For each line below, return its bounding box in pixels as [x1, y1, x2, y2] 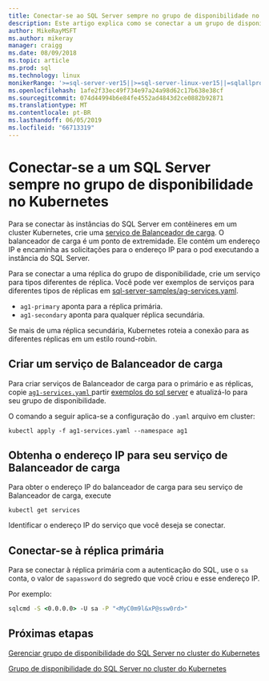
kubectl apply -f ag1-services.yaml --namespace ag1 [8, 426, 188, 434]
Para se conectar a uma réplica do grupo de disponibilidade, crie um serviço [8, 268, 261, 278]
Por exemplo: [8, 589, 52, 599]
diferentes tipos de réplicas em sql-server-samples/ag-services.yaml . [8, 286, 239, 296]
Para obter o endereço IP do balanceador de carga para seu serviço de [8, 483, 243, 492]
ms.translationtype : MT [8, 101, 88, 109]
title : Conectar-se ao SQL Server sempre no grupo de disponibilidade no [8, 11, 260, 20]
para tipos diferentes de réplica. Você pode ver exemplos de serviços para [8, 277, 255, 287]
